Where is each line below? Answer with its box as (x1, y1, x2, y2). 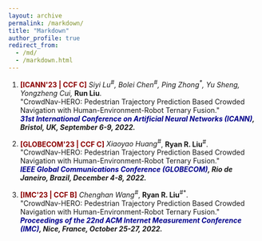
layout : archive (8, 11, 62, 20)
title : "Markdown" (8, 26, 69, 34)
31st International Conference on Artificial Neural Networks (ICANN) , (19, 114, 255, 123)
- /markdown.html (15, 57, 73, 65)
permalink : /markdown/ (8, 19, 84, 27)
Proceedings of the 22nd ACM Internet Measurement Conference (19, 215, 242, 225)
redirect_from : (8, 42, 59, 50)
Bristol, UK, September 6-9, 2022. (19, 122, 136, 132)
